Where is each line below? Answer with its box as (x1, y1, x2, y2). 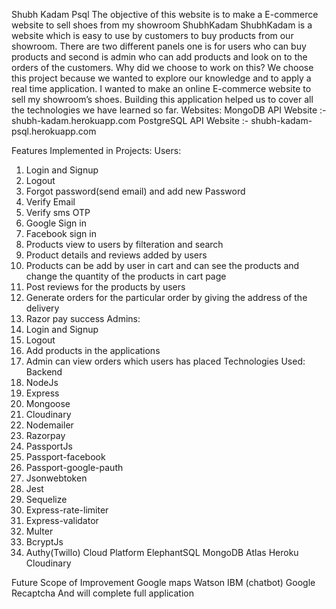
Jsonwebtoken (25, 472, 88, 484)
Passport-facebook (25, 451, 106, 463)
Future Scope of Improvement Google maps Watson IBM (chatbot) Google (11, 577, 316, 588)
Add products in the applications (25, 345, 161, 356)
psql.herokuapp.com (11, 125, 97, 137)
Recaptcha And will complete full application (11, 587, 194, 599)
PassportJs (25, 440, 73, 452)
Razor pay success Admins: (25, 313, 141, 324)
